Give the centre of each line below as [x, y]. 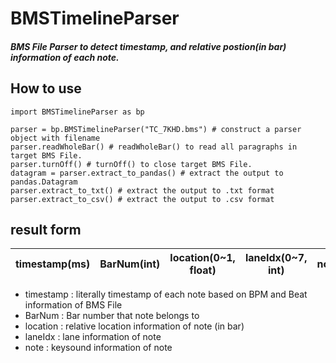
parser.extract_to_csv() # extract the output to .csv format [142, 199]
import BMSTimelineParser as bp [77, 112]
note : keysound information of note [98, 348]
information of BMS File [73, 305]
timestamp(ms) [53, 264]
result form [46, 229]
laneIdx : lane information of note [93, 337]
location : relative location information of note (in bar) [134, 326]
